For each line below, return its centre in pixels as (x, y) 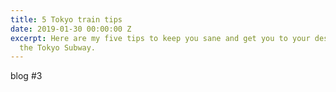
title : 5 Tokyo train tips (66, 19)
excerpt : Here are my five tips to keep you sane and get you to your (160, 38)
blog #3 (26, 76)
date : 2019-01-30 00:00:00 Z (71, 29)
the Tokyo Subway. (58, 47)
